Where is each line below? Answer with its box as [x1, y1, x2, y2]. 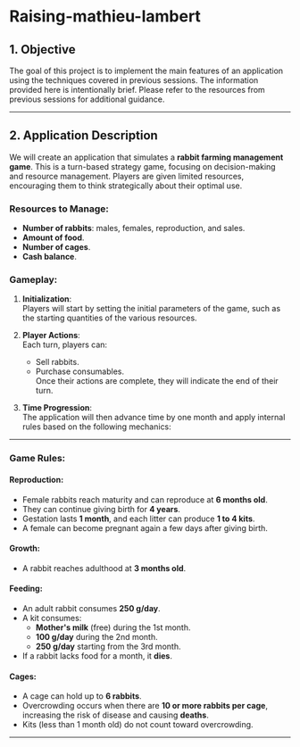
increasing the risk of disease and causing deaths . [21, 710, 210, 720]
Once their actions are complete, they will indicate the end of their [35, 376, 279, 386]
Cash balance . [21, 252, 78, 262]
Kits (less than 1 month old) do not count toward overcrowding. [21, 719, 254, 730]
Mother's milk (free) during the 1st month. [35, 622, 191, 633]
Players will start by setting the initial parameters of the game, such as [21, 303, 281, 314]
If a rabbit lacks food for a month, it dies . [21, 650, 172, 661]
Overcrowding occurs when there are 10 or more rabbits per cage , [21, 701, 268, 711]
